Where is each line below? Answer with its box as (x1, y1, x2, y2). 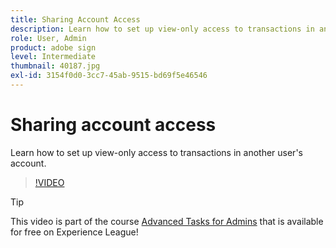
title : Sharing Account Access (10, 14, 141, 25)
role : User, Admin (10, 33, 87, 43)
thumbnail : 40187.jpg (10, 61, 101, 71)
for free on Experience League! (10, 226, 139, 238)
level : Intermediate (10, 52, 97, 62)
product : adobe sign (10, 42, 97, 53)
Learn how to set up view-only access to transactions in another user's (10, 146, 303, 158)
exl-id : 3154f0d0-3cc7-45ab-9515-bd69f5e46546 (10, 71, 208, 81)
